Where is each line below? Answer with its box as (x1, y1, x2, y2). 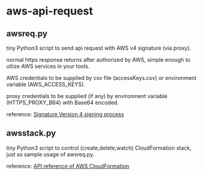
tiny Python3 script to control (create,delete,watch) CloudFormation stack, (6, 144, 192, 151)
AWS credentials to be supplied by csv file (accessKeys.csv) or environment (6, 74, 197, 81)
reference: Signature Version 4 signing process (6, 111, 124, 117)
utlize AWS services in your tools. (6, 62, 90, 70)
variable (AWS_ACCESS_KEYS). (6, 81, 85, 88)
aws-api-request (6, 4, 93, 18)
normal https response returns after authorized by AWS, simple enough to (6, 56, 191, 63)
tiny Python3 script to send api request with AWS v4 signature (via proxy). (6, 44, 191, 51)
